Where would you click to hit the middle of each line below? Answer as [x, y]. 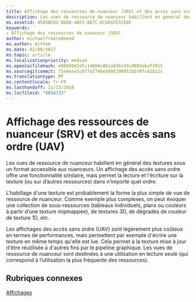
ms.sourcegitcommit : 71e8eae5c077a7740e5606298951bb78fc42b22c [85, 71]
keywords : [18, 28]
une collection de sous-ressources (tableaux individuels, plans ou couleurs [96, 205]
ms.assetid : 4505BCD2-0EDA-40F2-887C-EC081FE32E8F [69, 22]
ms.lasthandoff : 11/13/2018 [40, 88]
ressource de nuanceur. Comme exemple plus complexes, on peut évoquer [96, 199]
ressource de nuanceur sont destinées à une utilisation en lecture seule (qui [97, 254]
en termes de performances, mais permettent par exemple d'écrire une [91, 235]
